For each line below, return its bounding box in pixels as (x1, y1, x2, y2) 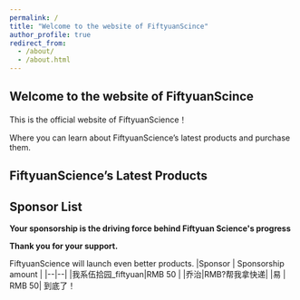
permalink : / (9, 13, 59, 23)
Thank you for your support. (9, 241, 119, 252)
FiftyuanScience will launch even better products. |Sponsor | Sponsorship (9, 258, 285, 269)
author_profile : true (9, 30, 92, 39)
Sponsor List (9, 198, 83, 214)
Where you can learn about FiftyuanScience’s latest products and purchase (9, 132, 291, 143)
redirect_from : (9, 38, 67, 48)
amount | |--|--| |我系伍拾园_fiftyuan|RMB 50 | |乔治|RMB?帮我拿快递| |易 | (9, 269, 286, 280)
